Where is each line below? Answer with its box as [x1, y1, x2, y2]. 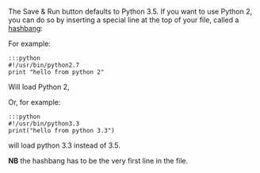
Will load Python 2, [8, 83, 70, 91]
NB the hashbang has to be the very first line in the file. [8, 156, 189, 165]
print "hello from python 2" [8, 68, 105, 76]
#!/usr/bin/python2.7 [8, 61, 80, 69]
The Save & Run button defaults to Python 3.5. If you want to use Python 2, [8, 7, 252, 16]
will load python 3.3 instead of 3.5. [8, 140, 121, 150]
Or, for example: [8, 98, 61, 106]
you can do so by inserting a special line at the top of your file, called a [8, 15, 239, 25]
